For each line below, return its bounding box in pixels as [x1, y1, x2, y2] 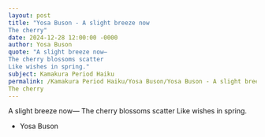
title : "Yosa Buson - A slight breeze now [8, 19, 150, 27]
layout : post [8, 11, 51, 20]
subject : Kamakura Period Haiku [8, 70, 114, 78]
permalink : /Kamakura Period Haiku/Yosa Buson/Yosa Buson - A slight [8, 77, 242, 85]
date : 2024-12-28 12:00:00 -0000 [8, 33, 118, 42]
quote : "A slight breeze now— [8, 48, 108, 56]
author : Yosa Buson [8, 41, 73, 49]
